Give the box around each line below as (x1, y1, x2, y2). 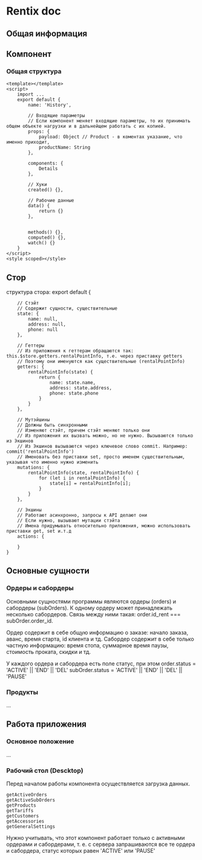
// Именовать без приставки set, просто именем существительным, (17, 454, 186, 460)
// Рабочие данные (28, 198, 74, 204)
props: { (28, 128, 50, 135)
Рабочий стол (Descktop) (6, 766, 83, 775)
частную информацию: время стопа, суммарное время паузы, (6, 641, 169, 649)
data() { (28, 203, 50, 209)
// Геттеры (17, 342, 45, 349)
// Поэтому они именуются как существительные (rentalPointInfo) (17, 359, 186, 365)
